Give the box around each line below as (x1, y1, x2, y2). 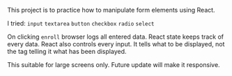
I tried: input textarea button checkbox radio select (7, 19, 155, 27)
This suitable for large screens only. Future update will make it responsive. (7, 61, 221, 68)
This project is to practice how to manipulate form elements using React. (7, 6, 215, 14)
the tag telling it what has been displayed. (7, 48, 127, 55)
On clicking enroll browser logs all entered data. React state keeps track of (7, 32, 224, 41)
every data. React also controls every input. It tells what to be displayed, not (7, 40, 225, 48)
